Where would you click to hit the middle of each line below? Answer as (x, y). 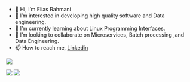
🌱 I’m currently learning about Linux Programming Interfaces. (90, 28)
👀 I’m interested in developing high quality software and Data (90, 16)
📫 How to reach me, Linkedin (51, 48)
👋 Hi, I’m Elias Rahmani (43, 9)
